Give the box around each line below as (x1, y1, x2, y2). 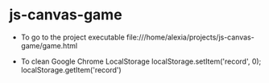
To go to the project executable (20, 32, 126, 42)
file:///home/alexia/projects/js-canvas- (126, 32, 255, 42)
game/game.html (20, 40, 78, 50)
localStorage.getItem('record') (20, 64, 122, 74)
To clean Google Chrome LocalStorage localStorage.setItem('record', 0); (20, 56, 262, 66)
